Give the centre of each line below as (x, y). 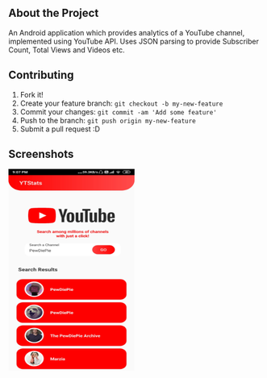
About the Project (54, 13)
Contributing (41, 75)
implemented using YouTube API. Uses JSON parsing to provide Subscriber (134, 41)
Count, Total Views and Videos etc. (67, 50)
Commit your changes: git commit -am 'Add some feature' (119, 111)
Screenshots (41, 154)
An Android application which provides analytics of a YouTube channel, (127, 32)
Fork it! (32, 94)
